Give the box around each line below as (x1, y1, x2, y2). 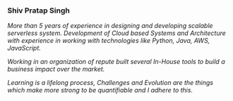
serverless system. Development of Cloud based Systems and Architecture (7, 29, 226, 37)
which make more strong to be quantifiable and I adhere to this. (7, 86, 193, 95)
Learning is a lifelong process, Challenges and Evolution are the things (7, 79, 214, 87)
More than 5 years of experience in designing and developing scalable (7, 22, 213, 30)
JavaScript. (7, 44, 41, 53)
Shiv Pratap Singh (7, 6, 71, 15)
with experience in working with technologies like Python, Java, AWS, (7, 36, 210, 45)
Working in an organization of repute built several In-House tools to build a (7, 58, 225, 66)
